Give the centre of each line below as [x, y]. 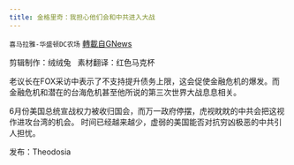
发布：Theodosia [40, 152]
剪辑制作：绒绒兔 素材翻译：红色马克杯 [82, 62]
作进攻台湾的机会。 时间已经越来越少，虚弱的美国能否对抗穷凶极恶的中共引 [146, 122]
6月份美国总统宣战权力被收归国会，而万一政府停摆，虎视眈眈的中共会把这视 [147, 110]
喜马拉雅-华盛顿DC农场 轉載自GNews [71, 43]
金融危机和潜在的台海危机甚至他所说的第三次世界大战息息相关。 [125, 92]
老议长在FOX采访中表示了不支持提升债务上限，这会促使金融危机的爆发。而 [145, 81]
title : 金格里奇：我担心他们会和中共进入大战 [83, 17]
